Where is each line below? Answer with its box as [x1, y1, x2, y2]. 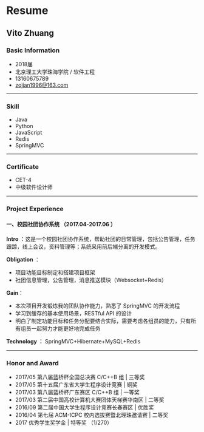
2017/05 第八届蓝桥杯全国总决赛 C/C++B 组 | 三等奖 [15, 373, 145, 380]
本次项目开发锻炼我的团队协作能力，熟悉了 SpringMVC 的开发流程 [15, 302, 180, 309]
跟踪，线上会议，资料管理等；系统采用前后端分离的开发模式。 [6, 243, 161, 250]
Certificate [6, 163, 39, 171]
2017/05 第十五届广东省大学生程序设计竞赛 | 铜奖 [15, 380, 138, 388]
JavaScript [15, 129, 42, 137]
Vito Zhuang [6, 28, 55, 38]
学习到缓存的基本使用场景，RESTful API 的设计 [15, 309, 132, 317]
